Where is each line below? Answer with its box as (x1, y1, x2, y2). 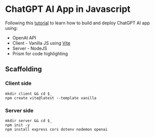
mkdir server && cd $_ (5, 118, 52, 123)
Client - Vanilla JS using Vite (12, 40, 71, 46)
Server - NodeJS (12, 45, 47, 51)
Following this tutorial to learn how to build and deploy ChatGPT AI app (5, 20, 150, 26)
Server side (5, 107, 34, 114)
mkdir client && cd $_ (5, 91, 52, 96)
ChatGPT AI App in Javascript (5, 3, 131, 15)
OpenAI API (12, 35, 36, 41)
